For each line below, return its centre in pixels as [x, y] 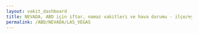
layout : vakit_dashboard [37, 11]
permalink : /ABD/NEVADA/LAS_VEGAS [49, 22]
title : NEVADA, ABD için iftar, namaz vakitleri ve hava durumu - [89, 17]
